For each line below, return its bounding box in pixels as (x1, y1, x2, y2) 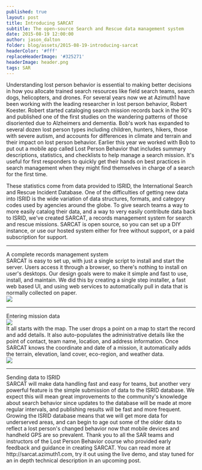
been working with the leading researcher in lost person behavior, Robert (6, 100, 188, 108)
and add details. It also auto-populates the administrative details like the (6, 332, 185, 339)
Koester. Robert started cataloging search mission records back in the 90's (6, 107, 192, 114)
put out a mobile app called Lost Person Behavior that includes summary (6, 145, 186, 152)
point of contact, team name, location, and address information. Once (6, 338, 179, 345)
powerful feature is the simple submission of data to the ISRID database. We (6, 386, 195, 394)
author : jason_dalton (6, 37, 61, 43)
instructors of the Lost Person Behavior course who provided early (6, 438, 171, 445)
